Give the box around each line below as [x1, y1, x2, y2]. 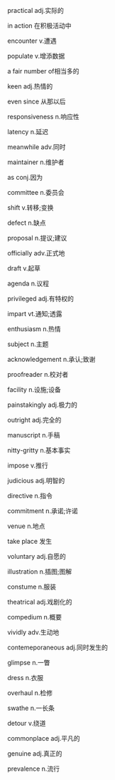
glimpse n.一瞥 [7, 659, 50, 667]
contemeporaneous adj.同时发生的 [7, 643, 109, 652]
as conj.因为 [7, 173, 43, 181]
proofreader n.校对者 [7, 370, 69, 378]
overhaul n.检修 [7, 689, 53, 697]
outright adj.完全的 [7, 416, 62, 424]
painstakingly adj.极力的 [7, 400, 78, 409]
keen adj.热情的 [7, 82, 53, 91]
